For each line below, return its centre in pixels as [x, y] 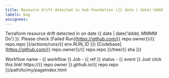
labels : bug [18, 15]
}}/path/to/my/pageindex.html [36, 70]
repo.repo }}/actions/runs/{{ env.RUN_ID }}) [51, 44]
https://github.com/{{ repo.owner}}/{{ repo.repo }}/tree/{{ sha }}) [74, 50]
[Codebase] [109, 44]
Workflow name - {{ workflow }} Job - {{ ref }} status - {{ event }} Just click [83, 59]
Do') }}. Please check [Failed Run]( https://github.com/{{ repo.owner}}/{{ [80, 39]
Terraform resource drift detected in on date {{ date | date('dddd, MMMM [81, 34]
